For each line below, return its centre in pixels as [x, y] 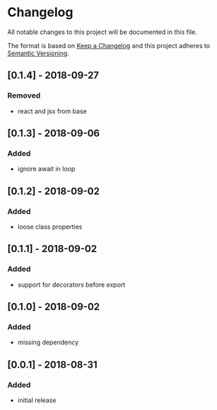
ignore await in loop [46, 169]
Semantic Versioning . [38, 53]
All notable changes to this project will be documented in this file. [102, 32]
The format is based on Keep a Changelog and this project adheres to [109, 45]
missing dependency [48, 342]
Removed [24, 96]
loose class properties [50, 227]
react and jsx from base [52, 111]
